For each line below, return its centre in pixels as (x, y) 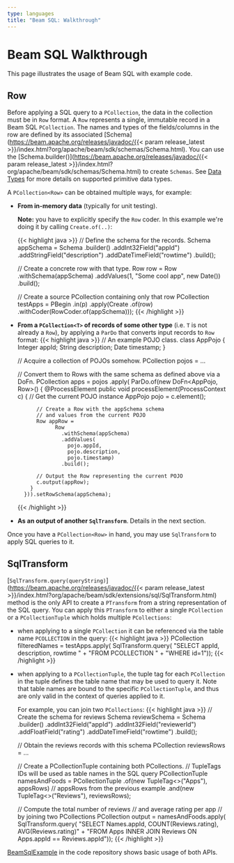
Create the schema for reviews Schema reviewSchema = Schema (111, 717)
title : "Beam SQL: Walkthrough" (54, 20)
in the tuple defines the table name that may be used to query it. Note (117, 681)
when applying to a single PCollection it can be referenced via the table (120, 631)
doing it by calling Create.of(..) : (65, 227)
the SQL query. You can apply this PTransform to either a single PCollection (115, 610)
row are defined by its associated (55, 135)
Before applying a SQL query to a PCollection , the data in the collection (110, 113)
